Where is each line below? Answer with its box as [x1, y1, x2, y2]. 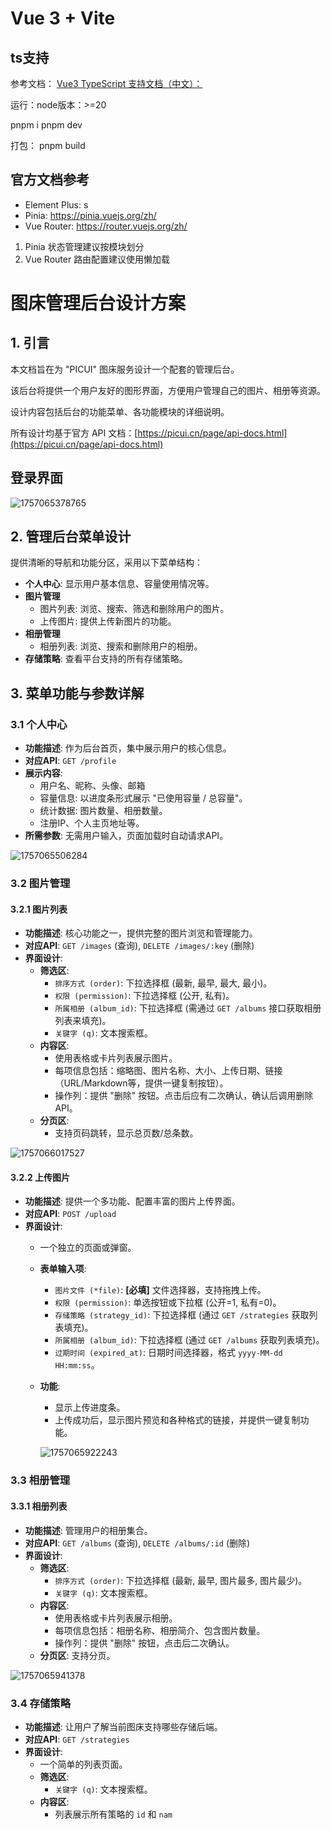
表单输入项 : [39, 1263, 87, 1275]
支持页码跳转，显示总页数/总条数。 [54, 1127, 199, 1139]
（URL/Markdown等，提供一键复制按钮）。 [54, 1077, 229, 1089]
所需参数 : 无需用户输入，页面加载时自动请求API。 [24, 830, 229, 842]
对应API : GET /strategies [24, 1733, 130, 1745]
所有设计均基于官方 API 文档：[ [10, 427, 138, 439]
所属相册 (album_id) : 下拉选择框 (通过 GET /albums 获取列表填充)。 [54, 1334, 325, 1346]
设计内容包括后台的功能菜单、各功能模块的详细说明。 [10, 405, 230, 417]
